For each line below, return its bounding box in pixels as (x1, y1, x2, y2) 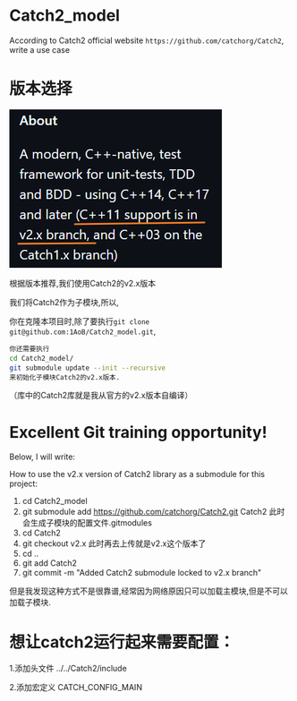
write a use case (9, 44, 70, 55)
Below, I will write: (9, 451, 76, 462)
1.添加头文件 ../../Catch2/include (9, 663, 127, 674)
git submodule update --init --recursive (9, 363, 166, 372)
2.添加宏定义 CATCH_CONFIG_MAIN (9, 682, 143, 693)
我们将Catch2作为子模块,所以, (9, 296, 119, 307)
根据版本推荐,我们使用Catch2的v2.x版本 (9, 278, 157, 288)
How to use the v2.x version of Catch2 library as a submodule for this (9, 469, 266, 480)
